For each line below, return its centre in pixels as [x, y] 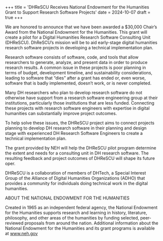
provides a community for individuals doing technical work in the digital [77, 183]
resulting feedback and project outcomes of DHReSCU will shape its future [80, 158]
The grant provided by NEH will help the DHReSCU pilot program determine [81, 148]
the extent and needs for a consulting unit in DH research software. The [77, 153]
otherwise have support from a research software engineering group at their [81, 98]
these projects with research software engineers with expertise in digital [77, 108]
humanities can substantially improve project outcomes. [61, 113]
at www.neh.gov [21, 233]
